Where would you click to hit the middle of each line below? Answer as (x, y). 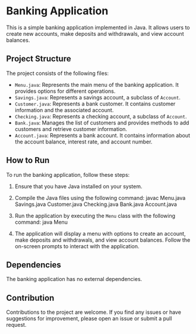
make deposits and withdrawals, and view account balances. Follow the (102, 240)
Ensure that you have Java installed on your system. (78, 186)
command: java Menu (41, 222)
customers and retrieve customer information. (71, 129)
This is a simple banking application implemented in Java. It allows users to (98, 27)
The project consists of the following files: (57, 73)
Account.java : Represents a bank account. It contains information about (102, 135)
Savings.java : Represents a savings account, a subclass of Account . (98, 97)
